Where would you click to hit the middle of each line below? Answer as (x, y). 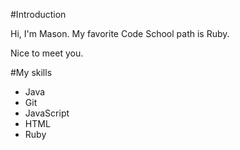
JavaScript (47, 113)
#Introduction (38, 14)
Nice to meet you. (47, 53)
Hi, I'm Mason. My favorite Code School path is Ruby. (120, 33)
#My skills (31, 72)
